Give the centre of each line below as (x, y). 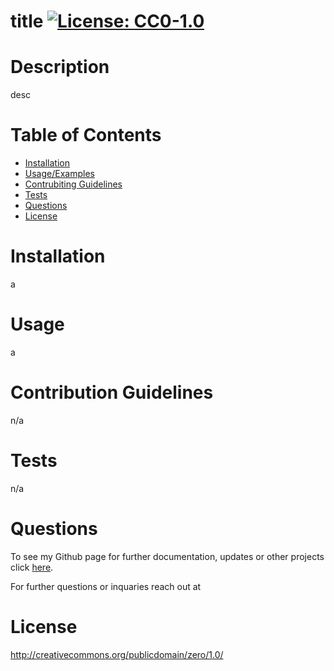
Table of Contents (86, 135)
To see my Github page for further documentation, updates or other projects (167, 556)
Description (60, 67)
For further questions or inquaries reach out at (106, 586)
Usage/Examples (59, 174)
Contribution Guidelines (112, 392)
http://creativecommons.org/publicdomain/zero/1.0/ (117, 654)
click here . (32, 567)
